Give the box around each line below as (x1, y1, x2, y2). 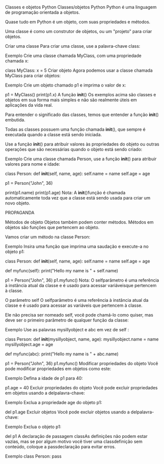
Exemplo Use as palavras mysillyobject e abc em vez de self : (5, 327, 129, 332)
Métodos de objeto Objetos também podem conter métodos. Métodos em (5, 219, 154, 225)
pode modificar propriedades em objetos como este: (5, 366, 112, 372)
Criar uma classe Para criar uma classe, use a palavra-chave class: (5, 43, 141, 49)
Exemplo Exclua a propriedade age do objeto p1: (5, 400, 102, 405)
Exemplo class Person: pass (5, 453, 62, 459)
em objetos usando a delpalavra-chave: (5, 390, 85, 396)
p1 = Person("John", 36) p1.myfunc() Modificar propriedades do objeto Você (5, 361, 158, 366)
